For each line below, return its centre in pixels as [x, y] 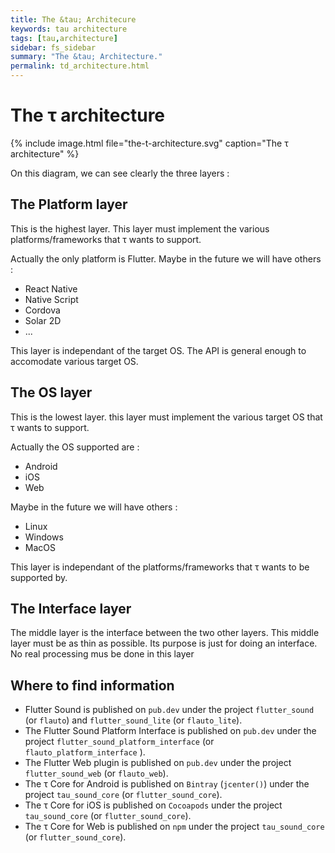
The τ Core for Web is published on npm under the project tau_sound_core [174, 827]
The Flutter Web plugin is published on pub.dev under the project [158, 763]
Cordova [42, 310]
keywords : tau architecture [69, 29]
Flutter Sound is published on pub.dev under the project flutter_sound [169, 710]
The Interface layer [71, 608]
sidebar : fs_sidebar [53, 47]
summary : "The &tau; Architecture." [86, 57]
